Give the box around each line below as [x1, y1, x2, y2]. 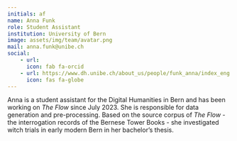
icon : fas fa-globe [26, 76, 84, 84]
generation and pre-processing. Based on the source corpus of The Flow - [7, 111, 226, 119]
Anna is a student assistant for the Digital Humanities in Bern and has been [7, 96, 226, 104]
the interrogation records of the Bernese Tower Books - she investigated [7, 118, 219, 127]
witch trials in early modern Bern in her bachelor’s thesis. [7, 125, 174, 135]
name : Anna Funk [7, 17, 55, 24]
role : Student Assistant [7, 23, 81, 30]
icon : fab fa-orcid [26, 63, 84, 70]
